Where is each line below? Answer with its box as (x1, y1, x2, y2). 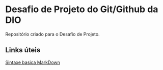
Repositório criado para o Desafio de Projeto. (5, 31, 100, 37)
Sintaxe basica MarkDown (5, 59, 60, 65)
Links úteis (5, 46, 41, 54)
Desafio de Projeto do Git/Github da (5, 4, 158, 15)
